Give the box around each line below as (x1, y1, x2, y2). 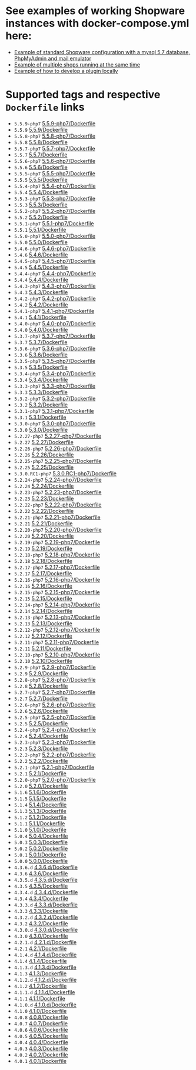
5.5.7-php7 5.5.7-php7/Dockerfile (14, 145, 95, 152)
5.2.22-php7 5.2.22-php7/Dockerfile (14, 501, 102, 508)
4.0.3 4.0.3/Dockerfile (14, 1045, 68, 1052)
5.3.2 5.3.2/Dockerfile (14, 401, 68, 408)
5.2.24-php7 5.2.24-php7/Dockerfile (14, 476, 102, 483)
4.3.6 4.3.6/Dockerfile (14, 869, 68, 877)
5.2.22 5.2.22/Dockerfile (14, 507, 74, 514)
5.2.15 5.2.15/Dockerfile (14, 595, 72, 602)
